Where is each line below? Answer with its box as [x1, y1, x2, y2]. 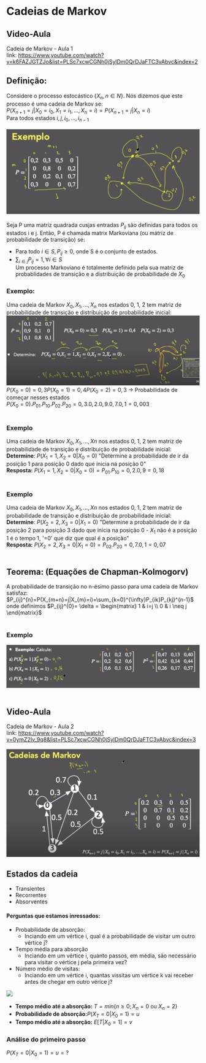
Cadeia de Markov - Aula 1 [6, 45, 74, 52]
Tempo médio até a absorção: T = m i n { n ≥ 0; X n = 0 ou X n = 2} [15, 1002, 178, 1011]
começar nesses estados [6, 394, 71, 401]
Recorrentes [15, 891, 47, 899]
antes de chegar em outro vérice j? [24, 978, 113, 985]
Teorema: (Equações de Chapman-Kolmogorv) [6, 566, 189, 577]
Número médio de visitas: [15, 965, 80, 972]
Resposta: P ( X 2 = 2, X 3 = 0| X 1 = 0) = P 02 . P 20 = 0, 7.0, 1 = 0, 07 [6, 541, 166, 550]
